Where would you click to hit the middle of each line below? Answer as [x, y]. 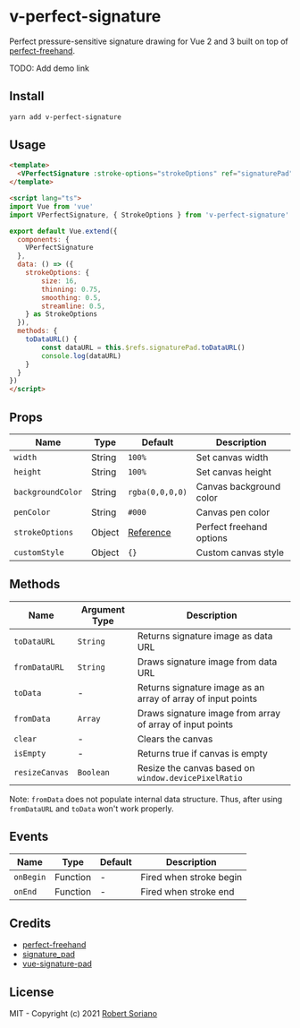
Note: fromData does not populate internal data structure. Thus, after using [146, 799]
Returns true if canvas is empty [202, 753]
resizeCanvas [42, 772]
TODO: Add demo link [49, 68]
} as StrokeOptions [62, 314]
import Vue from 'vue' [51, 206]
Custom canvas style [240, 553]
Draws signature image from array [209, 713]
